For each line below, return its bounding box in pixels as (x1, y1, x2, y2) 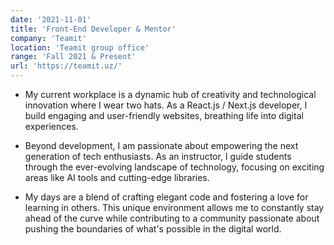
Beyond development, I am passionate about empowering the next (24, 140, 299, 151)
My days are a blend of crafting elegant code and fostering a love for (24, 191, 309, 203)
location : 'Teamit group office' (10, 42, 150, 53)
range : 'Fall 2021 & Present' (10, 52, 137, 62)
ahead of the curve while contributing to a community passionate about (24, 212, 320, 224)
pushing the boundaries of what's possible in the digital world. (24, 223, 282, 235)
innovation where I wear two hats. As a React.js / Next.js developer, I (24, 99, 308, 111)
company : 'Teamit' (10, 33, 87, 43)
